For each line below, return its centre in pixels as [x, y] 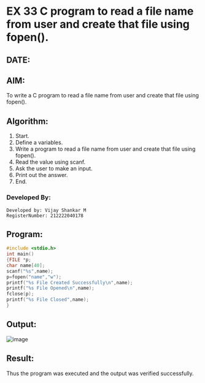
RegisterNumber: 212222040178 [45, 216]
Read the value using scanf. [50, 162]
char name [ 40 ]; [26, 265]
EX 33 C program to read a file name [100, 11]
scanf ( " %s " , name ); [30, 271]
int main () [20, 254]
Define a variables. [39, 143]
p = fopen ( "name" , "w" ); [34, 277]
